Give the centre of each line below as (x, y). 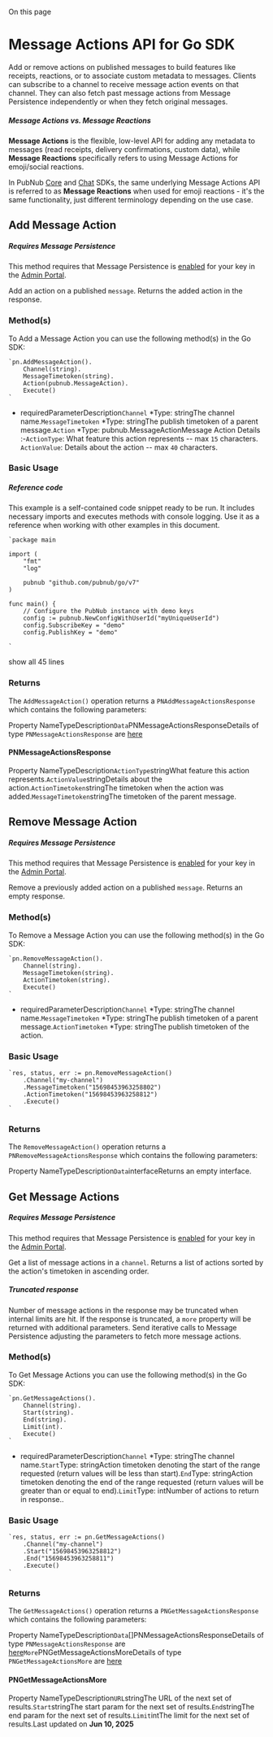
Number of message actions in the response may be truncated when (123, 1310)
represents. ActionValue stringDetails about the (85, 779)
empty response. (37, 896)
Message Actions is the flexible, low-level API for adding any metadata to (132, 141)
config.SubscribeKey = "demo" (74, 625)
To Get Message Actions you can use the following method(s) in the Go (128, 1374)
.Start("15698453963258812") (72, 1552)
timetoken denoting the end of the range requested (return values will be (142, 1482)
